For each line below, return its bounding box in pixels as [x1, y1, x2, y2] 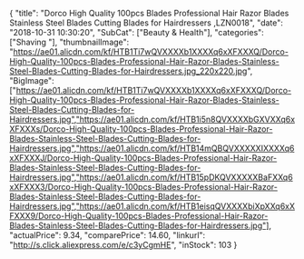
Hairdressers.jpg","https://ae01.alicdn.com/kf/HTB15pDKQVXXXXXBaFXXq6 [9, 172, 293, 183]
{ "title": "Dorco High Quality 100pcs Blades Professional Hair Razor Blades [9, 8, 289, 18]
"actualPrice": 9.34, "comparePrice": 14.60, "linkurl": [9, 230, 206, 240]
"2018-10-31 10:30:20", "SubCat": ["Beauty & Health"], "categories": [9, 27, 265, 37]
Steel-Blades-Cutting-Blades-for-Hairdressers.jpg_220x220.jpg [9, 65, 248, 76]
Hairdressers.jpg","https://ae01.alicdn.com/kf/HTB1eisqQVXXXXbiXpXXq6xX [9, 201, 296, 212]
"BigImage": [9, 75, 54, 85]
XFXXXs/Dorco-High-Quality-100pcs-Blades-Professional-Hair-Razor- [9, 124, 273, 134]
